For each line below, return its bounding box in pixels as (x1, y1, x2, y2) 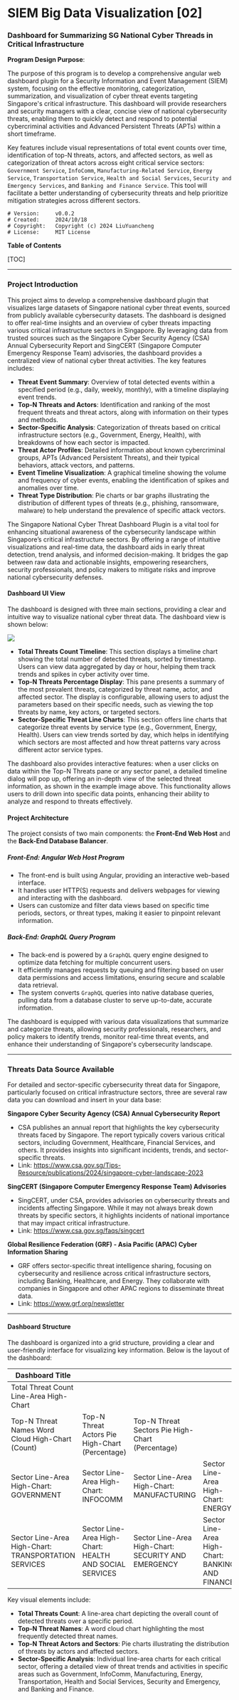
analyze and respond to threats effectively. (7, 797, 133, 806)
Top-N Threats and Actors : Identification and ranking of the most (17, 400, 211, 408)
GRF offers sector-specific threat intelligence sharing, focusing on (17, 1262, 212, 1270)
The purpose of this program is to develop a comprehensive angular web (7, 69, 222, 78)
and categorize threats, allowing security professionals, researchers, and (7, 1025, 222, 1033)
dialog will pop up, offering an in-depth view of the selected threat (7, 774, 201, 783)
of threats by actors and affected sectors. (17, 1647, 140, 1655)
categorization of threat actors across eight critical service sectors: (7, 159, 205, 167)
